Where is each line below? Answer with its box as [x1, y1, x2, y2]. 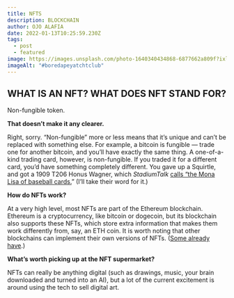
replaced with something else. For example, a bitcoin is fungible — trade [7, 141, 214, 149]
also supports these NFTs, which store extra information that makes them [7, 219, 218, 228]
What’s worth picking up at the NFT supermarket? [7, 255, 155, 263]
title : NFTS [7, 10, 42, 17]
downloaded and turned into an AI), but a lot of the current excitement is [7, 276, 214, 284]
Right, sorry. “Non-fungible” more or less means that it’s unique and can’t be [7, 133, 226, 141]
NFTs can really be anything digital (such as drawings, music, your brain [7, 269, 214, 277]
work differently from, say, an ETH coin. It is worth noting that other [7, 227, 201, 235]
